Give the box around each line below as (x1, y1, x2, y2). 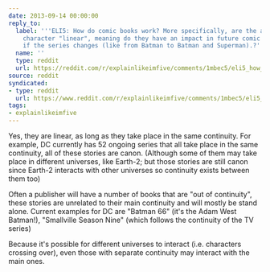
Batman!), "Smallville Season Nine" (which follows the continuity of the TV (8, 215, 255, 225)
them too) (8, 174, 41, 183)
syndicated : (8, 79, 48, 87)
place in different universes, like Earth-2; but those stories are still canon (8, 157, 249, 166)
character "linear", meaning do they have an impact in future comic (22, 34, 261, 43)
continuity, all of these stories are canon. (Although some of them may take (8, 148, 258, 158)
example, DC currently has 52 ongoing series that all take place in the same (8, 140, 259, 149)
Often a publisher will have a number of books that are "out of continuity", (8, 190, 252, 199)
